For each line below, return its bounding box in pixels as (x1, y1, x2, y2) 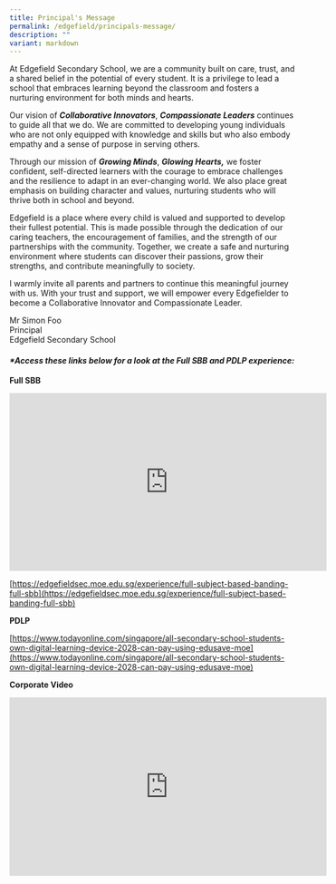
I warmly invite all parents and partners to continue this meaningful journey (9, 278, 289, 289)
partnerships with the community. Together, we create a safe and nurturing (9, 241, 290, 252)
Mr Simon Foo (9, 315, 62, 326)
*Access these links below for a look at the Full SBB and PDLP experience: (9, 355, 295, 365)
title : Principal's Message (9, 13, 116, 23)
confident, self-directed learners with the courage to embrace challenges (9, 166, 283, 177)
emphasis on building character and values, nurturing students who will (9, 185, 276, 196)
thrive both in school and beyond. (9, 195, 135, 206)
